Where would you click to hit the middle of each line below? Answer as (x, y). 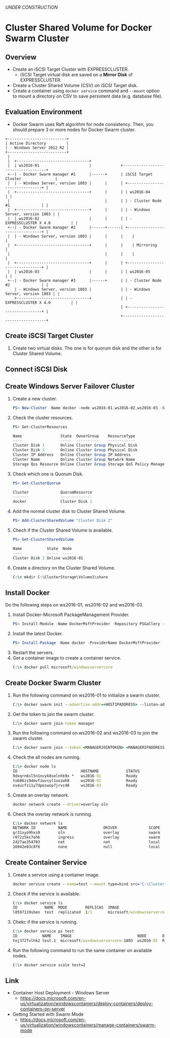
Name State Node (42, 548)
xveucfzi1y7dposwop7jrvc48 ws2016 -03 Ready (75, 785)
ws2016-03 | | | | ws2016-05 (84, 272)
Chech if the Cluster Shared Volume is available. (63, 530)
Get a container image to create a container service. (67, 658)
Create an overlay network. (41, 795)
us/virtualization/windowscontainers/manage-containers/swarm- (88, 1025)
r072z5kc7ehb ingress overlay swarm (86, 837)
